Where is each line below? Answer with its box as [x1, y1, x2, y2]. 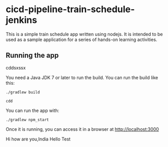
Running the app [6, 51, 59, 60]
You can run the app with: [6, 107, 60, 114]
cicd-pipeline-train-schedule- [6, 4, 135, 15]
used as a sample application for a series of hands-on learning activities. [6, 36, 157, 43]
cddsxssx [6, 64, 26, 70]
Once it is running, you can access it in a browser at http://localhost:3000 [6, 126, 159, 132]
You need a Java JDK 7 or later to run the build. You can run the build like [6, 75, 158, 81]
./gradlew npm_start [6, 117, 50, 122]
